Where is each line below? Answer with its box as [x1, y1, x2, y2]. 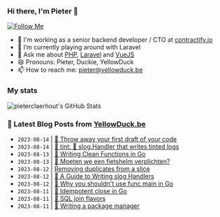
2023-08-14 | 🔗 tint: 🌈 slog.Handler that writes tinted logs [17, 142, 179, 151]
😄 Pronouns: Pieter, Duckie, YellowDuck [17, 58, 134, 66]
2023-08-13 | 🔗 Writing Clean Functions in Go [17, 149, 146, 158]
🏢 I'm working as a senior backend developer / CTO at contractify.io [17, 36, 213, 44]
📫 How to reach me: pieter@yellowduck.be [17, 66, 143, 74]
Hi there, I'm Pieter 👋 [7, 6, 78, 16]
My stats [7, 86, 38, 96]
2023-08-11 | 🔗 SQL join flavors [17, 194, 106, 202]
